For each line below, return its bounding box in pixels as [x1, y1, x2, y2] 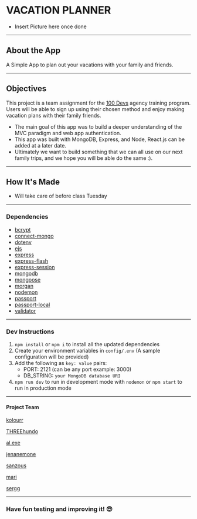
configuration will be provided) [14, 353, 89, 360]
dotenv [14, 239, 32, 246]
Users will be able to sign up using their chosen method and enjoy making [6, 105, 185, 112]
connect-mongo [14, 232, 54, 239]
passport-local [14, 301, 50, 308]
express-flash [14, 257, 49, 264]
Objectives [6, 83, 47, 94]
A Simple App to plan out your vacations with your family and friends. [6, 61, 174, 68]
